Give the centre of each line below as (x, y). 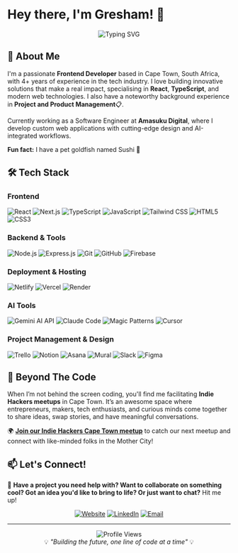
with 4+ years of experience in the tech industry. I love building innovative (115, 81)
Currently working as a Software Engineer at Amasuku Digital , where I (110, 121)
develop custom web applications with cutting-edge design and (100, 128)
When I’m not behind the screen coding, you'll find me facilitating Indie (111, 394)
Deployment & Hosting (47, 271)
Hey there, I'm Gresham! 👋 (86, 15)
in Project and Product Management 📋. (66, 104)
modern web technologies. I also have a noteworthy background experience (119, 96)
